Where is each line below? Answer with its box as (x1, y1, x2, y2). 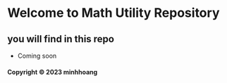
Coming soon (17, 51, 57, 60)
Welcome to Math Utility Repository (7, 5, 220, 21)
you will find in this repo (7, 33, 115, 45)
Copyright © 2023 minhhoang (7, 68, 98, 76)
